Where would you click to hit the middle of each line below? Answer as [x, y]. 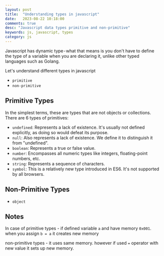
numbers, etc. [26, 158]
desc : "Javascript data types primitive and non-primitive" [68, 28]
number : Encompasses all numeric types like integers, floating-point [80, 153]
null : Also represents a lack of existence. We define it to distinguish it [82, 138]
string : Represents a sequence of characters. [59, 163]
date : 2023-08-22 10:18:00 [35, 19]
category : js [18, 37]
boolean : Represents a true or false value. [54, 148]
